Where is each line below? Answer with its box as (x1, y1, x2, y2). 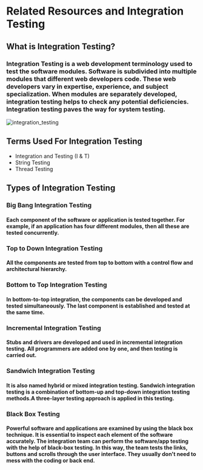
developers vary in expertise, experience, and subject (6, 82, 168, 90)
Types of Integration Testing (6, 183, 116, 193)
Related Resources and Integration (6, 4, 184, 18)
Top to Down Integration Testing (6, 244, 103, 252)
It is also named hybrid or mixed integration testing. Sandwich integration (6, 381, 195, 389)
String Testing (15, 159, 50, 166)
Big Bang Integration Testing (6, 201, 92, 209)
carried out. (6, 352, 37, 359)
